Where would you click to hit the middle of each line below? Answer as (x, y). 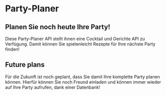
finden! (12, 49)
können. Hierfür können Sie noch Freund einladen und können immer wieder (83, 82)
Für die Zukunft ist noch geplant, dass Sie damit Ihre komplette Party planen (83, 77)
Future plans (25, 65)
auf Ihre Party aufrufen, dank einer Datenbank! (53, 87)
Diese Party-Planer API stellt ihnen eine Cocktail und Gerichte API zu (75, 39)
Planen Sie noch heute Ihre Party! (58, 27)
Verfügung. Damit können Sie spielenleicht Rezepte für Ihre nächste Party (80, 44)
